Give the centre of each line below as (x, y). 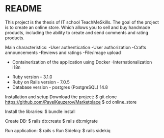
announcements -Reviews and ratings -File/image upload (63, 53)
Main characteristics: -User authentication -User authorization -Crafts (76, 47)
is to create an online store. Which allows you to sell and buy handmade (78, 27)
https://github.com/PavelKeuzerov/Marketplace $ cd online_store (71, 102)
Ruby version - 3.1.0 (32, 77)
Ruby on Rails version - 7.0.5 (41, 82)
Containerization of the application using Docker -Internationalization (82, 62)
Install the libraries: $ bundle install (40, 111)
